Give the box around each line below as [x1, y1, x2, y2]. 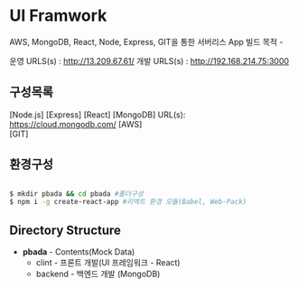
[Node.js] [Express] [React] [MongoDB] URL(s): [9, 109, 186, 120]
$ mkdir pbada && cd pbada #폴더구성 [9, 189, 144, 199]
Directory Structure [9, 222, 122, 237]
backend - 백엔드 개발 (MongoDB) [35, 268, 161, 280]
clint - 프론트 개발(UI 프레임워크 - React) [35, 257, 181, 268]
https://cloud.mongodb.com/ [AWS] [9, 118, 143, 129]
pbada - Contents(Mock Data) [22, 246, 135, 257]
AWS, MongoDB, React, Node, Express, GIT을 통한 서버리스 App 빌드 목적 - [9, 36, 284, 47]
